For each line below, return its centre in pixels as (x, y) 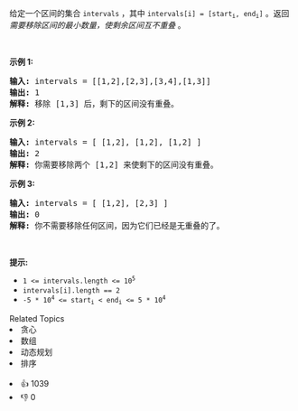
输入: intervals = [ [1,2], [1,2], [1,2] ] (105, 142)
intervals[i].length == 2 (71, 291)
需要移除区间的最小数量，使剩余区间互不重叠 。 (98, 25)
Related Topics (37, 318)
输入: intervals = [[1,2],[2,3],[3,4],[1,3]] (110, 81)
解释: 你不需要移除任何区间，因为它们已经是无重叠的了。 (117, 226)
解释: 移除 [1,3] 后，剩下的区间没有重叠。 (94, 104)
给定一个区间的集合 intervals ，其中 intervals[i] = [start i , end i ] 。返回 (149, 14)
